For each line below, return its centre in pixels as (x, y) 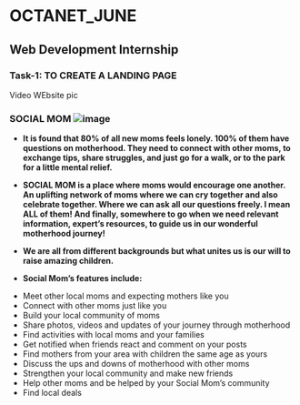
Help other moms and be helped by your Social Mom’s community (146, 383)
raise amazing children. (68, 261)
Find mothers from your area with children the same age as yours (145, 354)
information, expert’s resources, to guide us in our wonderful (140, 224)
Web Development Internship (94, 50)
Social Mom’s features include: (82, 278)
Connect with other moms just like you (95, 306)
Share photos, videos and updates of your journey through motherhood (156, 325)
